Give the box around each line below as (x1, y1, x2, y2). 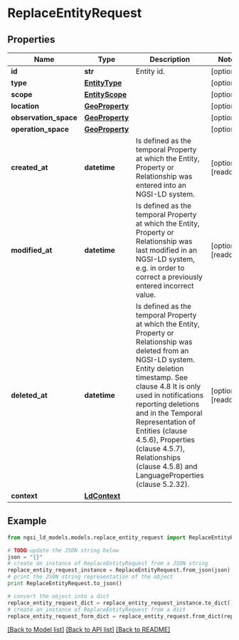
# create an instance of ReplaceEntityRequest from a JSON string (7, 560, 208, 567)
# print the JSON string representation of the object (7, 573, 174, 581)
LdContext (84, 491, 121, 500)
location (11, 101, 39, 111)
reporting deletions (135, 399, 200, 409)
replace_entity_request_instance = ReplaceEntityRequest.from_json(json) (7, 567, 231, 574)
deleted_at (11, 390, 48, 400)
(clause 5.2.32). (135, 479, 190, 489)
